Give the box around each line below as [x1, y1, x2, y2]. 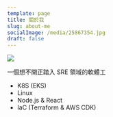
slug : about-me [7, 23, 51, 29]
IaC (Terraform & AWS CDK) [16, 103, 97, 112]
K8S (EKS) [16, 81, 47, 90]
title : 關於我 [7, 16, 45, 23]
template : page [7, 10, 51, 17]
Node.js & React [16, 96, 63, 105]
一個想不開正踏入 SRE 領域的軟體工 [7, 68, 106, 76]
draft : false [7, 36, 45, 42]
